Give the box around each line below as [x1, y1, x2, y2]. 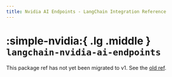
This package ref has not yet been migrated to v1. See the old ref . [6, 64, 167, 71]
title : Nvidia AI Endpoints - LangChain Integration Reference [6, 8, 167, 15]
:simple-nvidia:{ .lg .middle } [6, 34, 151, 47]
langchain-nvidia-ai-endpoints [6, 47, 161, 58]
